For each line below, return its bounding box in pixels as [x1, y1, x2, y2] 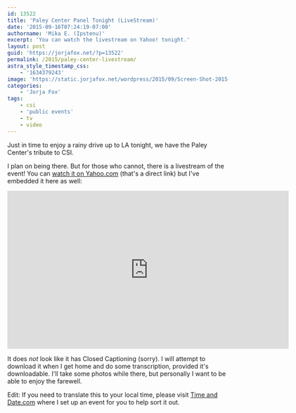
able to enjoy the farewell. [7, 376, 82, 385]
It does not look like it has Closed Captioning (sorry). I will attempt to [7, 354, 206, 362]
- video [20, 121, 42, 129]
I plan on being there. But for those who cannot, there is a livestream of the [7, 162, 225, 170]
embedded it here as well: [7, 176, 82, 185]
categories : [7, 82, 42, 89]
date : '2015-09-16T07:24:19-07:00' [7, 23, 112, 30]
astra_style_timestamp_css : [7, 63, 90, 70]
